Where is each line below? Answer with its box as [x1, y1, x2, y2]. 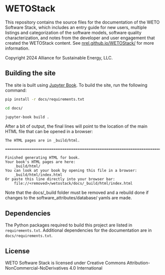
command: [5, 87, 27, 93]
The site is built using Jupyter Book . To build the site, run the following [5, 82, 147, 88]
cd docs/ [5, 106, 23, 110]
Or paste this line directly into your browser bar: [5, 177, 115, 182]
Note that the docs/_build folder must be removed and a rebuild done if [5, 190, 149, 195]
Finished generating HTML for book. [5, 155, 80, 160]
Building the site [5, 69, 56, 78]
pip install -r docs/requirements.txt [5, 97, 84, 102]
